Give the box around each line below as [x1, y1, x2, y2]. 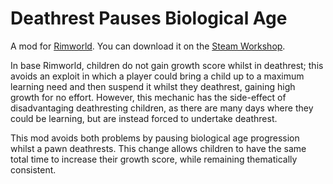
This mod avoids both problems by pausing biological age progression [10, 132, 300, 144]
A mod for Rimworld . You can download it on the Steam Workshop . [10, 40, 286, 52]
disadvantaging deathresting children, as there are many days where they [10, 102, 314, 114]
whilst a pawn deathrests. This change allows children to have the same [10, 142, 307, 154]
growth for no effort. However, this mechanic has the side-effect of [10, 91, 287, 103]
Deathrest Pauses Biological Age [10, 7, 288, 30]
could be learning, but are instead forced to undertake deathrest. [10, 112, 278, 124]
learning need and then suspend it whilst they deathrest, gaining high [10, 80, 296, 92]
